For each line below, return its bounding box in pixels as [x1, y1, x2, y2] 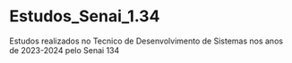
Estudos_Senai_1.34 [9, 6, 160, 27]
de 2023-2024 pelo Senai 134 [9, 44, 120, 55]
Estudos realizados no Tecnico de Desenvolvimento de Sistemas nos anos [9, 35, 284, 46]
